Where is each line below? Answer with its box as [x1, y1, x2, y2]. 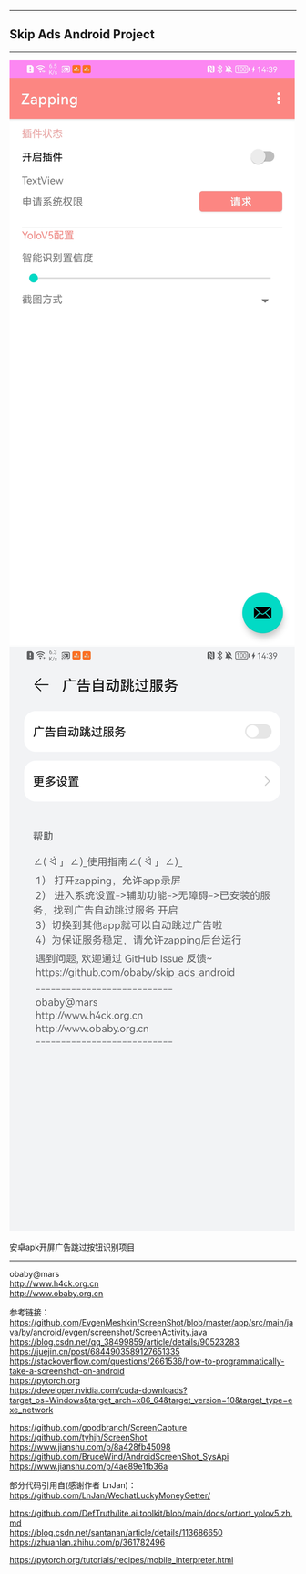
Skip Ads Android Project [9, 26, 155, 42]
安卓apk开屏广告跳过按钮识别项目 [9, 1241, 136, 1252]
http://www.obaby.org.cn [9, 1287, 104, 1298]
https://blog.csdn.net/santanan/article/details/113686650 [9, 1526, 223, 1537]
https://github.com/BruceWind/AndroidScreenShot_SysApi [9, 1451, 229, 1462]
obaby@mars [9, 1268, 60, 1279]
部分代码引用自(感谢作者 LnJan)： [9, 1479, 137, 1490]
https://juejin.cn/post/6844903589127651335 [9, 1346, 180, 1357]
